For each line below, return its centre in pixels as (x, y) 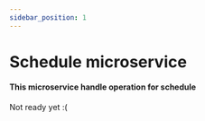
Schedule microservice (98, 61)
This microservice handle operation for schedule (103, 87)
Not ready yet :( (38, 108)
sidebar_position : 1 (48, 17)
